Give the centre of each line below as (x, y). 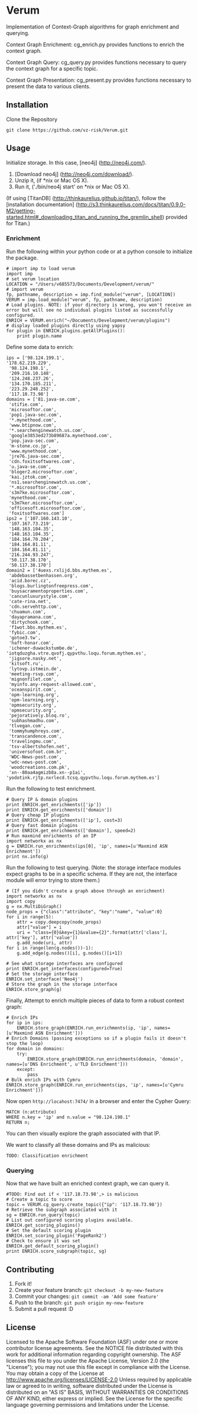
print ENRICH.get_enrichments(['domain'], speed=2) (71, 831)
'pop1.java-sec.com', (35, 415)
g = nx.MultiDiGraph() (34, 906)
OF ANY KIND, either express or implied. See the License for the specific (95, 1398)
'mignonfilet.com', (33, 679)
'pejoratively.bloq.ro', (39, 715)
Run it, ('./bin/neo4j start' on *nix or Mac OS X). (72, 187)
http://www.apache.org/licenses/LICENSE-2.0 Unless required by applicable (99, 1379)
